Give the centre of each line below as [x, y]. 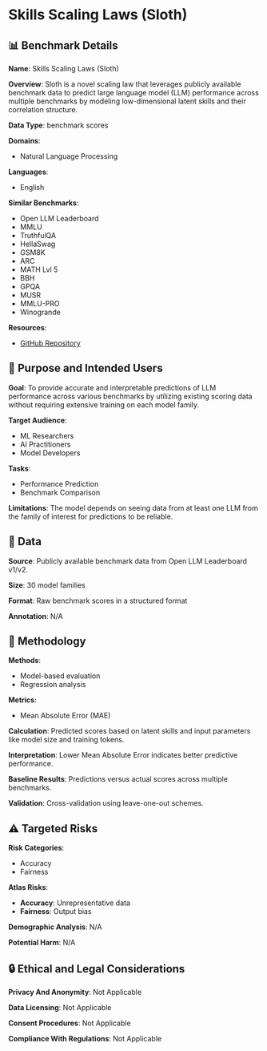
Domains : [24, 141]
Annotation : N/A [36, 616]
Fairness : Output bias [56, 912]
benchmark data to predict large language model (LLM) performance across [134, 93]
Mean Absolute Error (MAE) [65, 716]
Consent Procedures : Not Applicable [70, 1023]
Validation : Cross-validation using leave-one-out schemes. [106, 803]
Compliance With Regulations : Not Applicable [85, 1039]
